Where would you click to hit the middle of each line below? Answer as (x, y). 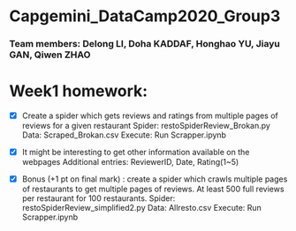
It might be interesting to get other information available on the (136, 153)
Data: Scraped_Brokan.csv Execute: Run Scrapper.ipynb (124, 135)
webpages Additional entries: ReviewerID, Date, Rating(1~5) (130, 162)
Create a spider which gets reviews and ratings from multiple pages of (150, 115)
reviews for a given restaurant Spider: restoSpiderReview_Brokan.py (146, 126)
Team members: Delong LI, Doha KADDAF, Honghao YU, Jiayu (144, 44)
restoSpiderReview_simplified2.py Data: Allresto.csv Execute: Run (142, 208)
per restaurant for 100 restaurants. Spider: (99, 198)
